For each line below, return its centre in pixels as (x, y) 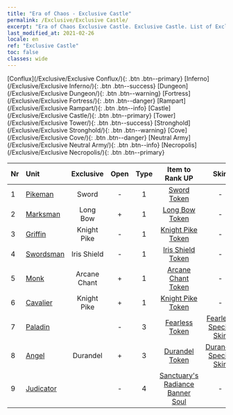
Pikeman (40, 194)
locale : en (23, 40)
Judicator (41, 388)
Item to (179, 169)
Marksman (43, 214)
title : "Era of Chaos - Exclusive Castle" (69, 14)
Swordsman (45, 254)
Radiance (179, 384)
